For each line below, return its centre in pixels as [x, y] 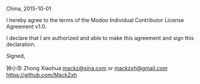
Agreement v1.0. [26, 27]
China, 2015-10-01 [29, 9]
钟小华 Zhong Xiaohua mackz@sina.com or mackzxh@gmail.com [87, 68]
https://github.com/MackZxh [41, 75]
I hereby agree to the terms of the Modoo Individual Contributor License [95, 20]
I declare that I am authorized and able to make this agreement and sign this [100, 38]
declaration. [21, 44]
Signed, [16, 56]
